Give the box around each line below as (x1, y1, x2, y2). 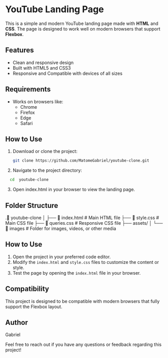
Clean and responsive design (12, 59, 74, 66)
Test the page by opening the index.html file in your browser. (12, 270, 141, 276)
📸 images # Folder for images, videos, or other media (5, 225, 117, 231)
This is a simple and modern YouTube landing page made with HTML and (5, 20, 159, 26)
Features (5, 46, 34, 54)
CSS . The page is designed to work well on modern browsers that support (5, 25, 161, 32)
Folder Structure (5, 201, 58, 210)
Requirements (5, 85, 51, 94)
